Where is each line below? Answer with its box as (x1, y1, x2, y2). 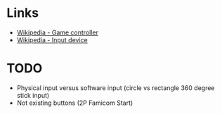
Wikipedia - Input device (16, 35, 89, 44)
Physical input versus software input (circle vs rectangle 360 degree (16, 83, 215, 92)
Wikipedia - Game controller (16, 28, 99, 37)
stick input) (16, 91, 50, 99)
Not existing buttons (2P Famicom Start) (16, 99, 133, 107)
